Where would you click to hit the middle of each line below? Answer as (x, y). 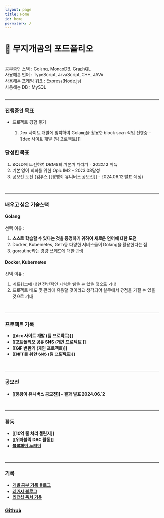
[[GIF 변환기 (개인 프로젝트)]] (40, 348)
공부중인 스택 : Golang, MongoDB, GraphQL (48, 69)
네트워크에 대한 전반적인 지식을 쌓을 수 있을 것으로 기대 (64, 284)
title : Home (17, 14)
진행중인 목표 (20, 111)
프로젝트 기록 (20, 325)
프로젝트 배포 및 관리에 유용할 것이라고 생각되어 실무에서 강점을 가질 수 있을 (84, 290)
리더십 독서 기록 (27, 497)
